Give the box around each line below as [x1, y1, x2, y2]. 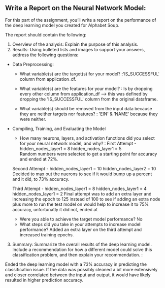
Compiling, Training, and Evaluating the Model [12, 126, 106, 131]
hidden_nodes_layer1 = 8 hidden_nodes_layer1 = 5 [19, 145, 122, 152]
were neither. [19, 116, 47, 122]
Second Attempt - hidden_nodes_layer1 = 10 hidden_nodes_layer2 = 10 [12, 165, 156, 171]
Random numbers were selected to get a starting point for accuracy [19, 151, 158, 157]
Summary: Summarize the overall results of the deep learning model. [12, 241, 152, 247]
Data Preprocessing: [12, 61, 54, 67]
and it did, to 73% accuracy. [12, 176, 69, 182]
